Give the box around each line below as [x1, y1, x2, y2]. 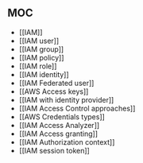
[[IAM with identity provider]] [18, 95, 114, 104]
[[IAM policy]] [18, 52, 64, 62]
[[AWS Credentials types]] [18, 111, 105, 122]
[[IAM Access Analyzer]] [18, 120, 100, 130]
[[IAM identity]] [18, 69, 69, 79]
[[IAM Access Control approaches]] [18, 103, 136, 113]
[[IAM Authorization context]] [18, 137, 115, 146]
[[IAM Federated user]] [18, 78, 95, 87]
